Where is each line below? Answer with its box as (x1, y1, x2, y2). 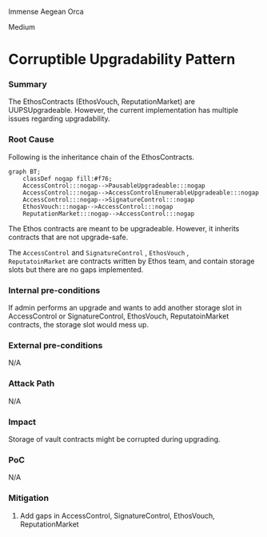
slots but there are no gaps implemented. (8, 264, 144, 275)
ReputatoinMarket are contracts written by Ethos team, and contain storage (8, 256, 255, 266)
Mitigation (8, 492, 50, 503)
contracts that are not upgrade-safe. (8, 232, 129, 242)
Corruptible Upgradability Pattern (8, 50, 236, 69)
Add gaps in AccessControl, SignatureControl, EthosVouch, (19, 511, 216, 520)
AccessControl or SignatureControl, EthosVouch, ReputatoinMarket (8, 311, 229, 321)
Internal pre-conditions (8, 284, 101, 295)
